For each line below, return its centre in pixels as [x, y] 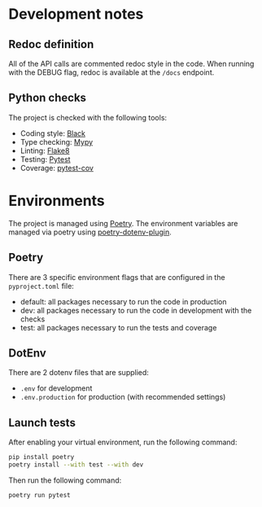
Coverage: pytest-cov [57, 168]
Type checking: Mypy [57, 142]
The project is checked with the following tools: [88, 117]
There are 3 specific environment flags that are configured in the [117, 277]
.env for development [56, 388]
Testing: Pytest [45, 159]
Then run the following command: [65, 480]
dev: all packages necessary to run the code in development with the [136, 310]
